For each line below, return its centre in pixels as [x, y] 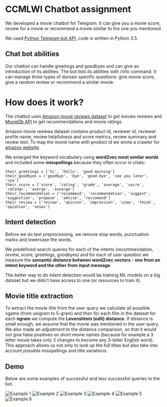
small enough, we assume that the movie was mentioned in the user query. [82, 324]
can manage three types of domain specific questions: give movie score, [80, 77]
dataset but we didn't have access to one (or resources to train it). [73, 280]
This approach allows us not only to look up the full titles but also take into [81, 345]
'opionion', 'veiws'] [28, 207]
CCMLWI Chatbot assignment [68, 9]
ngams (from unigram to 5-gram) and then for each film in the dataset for [80, 313]
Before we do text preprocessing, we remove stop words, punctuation [77, 234]
